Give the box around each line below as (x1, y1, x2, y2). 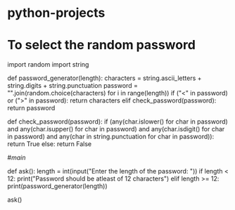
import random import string (7, 60, 89, 69)
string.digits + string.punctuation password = (7, 81, 139, 90)
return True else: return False (7, 140, 92, 148)
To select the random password (7, 37, 196, 53)
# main (7, 153, 26, 162)
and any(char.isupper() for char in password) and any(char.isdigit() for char (7, 125, 225, 133)
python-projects (7, 5, 106, 21)
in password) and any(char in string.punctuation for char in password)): (7, 132, 215, 141)
